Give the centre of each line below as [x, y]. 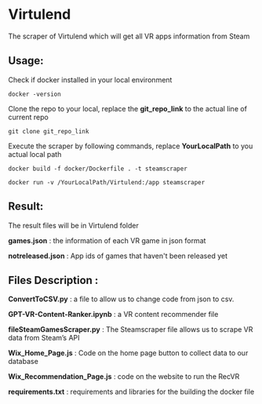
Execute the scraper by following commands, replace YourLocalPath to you [131, 146]
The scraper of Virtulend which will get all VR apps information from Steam [129, 36]
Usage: [26, 61]
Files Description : [53, 280]
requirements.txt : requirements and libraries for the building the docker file [131, 392]
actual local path [35, 154]
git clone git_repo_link [49, 131]
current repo [28, 117]
